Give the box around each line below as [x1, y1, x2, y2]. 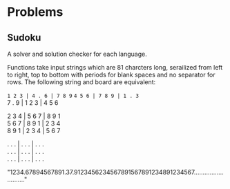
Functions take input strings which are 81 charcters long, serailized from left [7, 63, 223, 71]
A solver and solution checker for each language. [7, 50, 147, 58]
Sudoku [7, 32, 41, 43]
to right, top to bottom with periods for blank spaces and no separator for [7, 70, 215, 79]
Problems [7, 4, 64, 20]
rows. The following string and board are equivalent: [7, 78, 156, 86]
